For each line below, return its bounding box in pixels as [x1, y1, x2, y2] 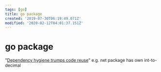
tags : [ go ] [5, 7, 27, 12]
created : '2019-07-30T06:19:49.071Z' [5, 16, 81, 21]
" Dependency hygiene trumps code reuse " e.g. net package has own [5, 58, 144, 63]
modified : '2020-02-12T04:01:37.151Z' [5, 20, 83, 26]
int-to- [144, 58, 157, 63]
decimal [5, 62, 21, 68]
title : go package [5, 12, 42, 16]
